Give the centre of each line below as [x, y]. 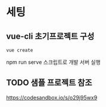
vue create [20, 50]
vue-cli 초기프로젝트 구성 [50, 36]
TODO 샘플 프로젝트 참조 [49, 83]
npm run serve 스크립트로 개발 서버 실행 [54, 62]
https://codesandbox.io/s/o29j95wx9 [52, 97]
